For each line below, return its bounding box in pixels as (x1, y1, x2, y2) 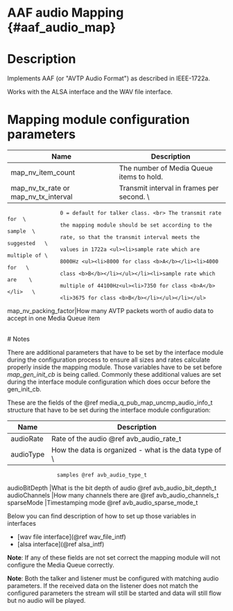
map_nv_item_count (10, 168, 75, 177)
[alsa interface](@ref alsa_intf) (17, 540, 105, 549)
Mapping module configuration (7, 112, 190, 127)
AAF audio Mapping (7, 5, 124, 21)
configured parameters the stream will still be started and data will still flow (7, 589, 222, 597)
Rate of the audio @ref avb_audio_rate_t (51, 434, 182, 444)
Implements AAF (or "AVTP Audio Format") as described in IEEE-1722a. (7, 74, 210, 82)
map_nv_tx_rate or (10, 184, 71, 193)
